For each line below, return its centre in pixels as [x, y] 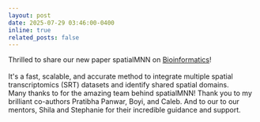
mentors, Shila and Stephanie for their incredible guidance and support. [124, 110]
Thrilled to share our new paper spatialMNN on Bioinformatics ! [110, 60]
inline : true [30, 30]
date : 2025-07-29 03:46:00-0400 [61, 23]
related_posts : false [44, 37]
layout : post [30, 15]
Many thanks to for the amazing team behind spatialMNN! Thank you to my [130, 93]
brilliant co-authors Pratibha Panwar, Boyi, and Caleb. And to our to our [124, 102]
